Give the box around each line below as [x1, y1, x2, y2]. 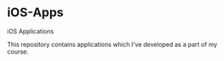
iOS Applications [7, 27, 54, 35]
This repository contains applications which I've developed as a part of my [7, 40, 218, 48]
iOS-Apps [7, 5, 64, 20]
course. [7, 47, 29, 56]
